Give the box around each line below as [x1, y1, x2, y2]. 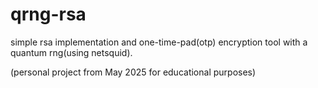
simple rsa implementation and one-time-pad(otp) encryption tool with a [10, 36, 308, 48]
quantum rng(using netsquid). [10, 46, 133, 58]
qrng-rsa [10, 3, 87, 26]
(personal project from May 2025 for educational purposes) [10, 66, 257, 78]
